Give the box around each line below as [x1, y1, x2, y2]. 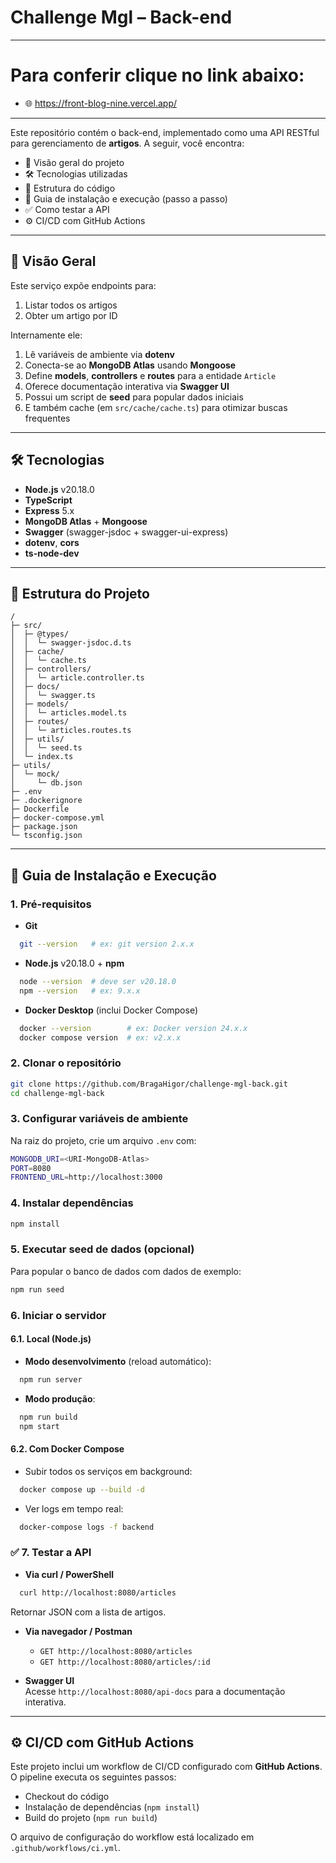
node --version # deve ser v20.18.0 [19, 976, 177, 986]
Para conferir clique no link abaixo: [10, 64, 305, 87]
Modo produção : [24, 1392, 96, 1405]
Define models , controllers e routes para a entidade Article [24, 369, 277, 381]
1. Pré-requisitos [10, 897, 92, 911]
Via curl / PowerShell [24, 1568, 115, 1580]
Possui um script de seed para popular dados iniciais [24, 391, 244, 403]
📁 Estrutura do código [24, 182, 116, 194]
